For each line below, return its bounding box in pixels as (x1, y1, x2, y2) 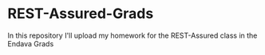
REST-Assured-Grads (7, 5, 154, 23)
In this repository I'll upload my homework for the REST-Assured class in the (7, 31, 258, 40)
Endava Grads (7, 38, 54, 48)
